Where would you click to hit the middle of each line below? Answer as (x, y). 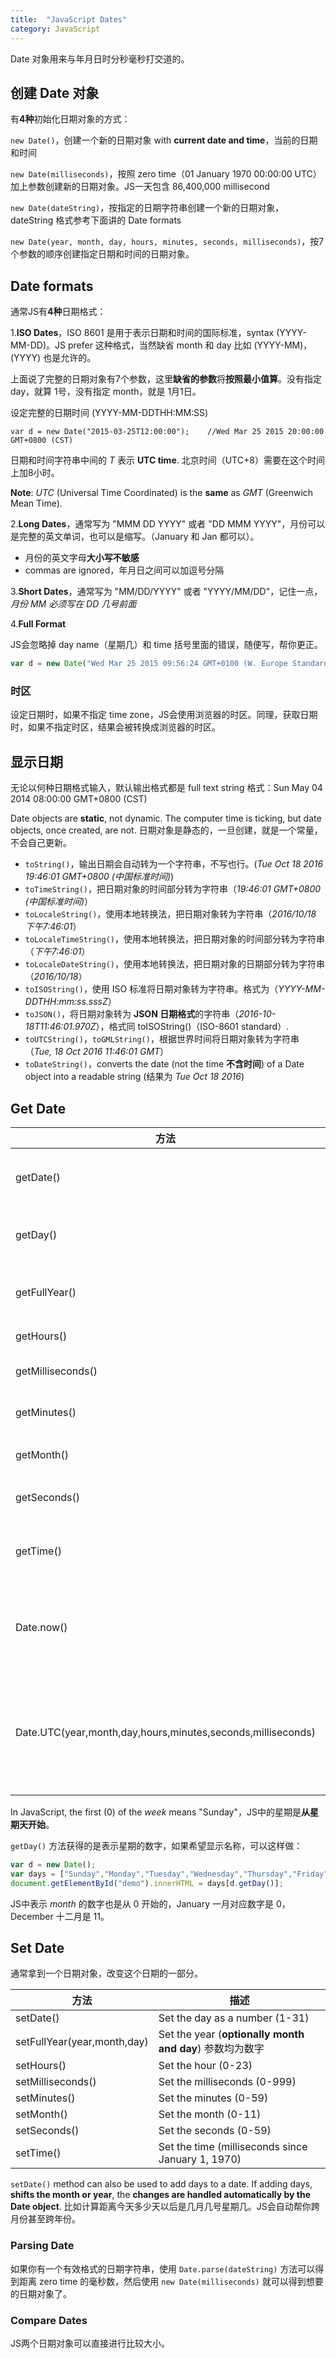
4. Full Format (38, 624)
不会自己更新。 (41, 843)
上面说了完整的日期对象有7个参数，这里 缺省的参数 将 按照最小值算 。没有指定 (166, 379)
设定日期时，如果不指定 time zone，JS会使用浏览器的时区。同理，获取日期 (164, 715)
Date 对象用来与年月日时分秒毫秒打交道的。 (100, 58)
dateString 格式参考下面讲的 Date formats (96, 220)
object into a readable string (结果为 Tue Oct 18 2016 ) (134, 1077)
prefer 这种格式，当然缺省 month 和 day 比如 (159, 345)
